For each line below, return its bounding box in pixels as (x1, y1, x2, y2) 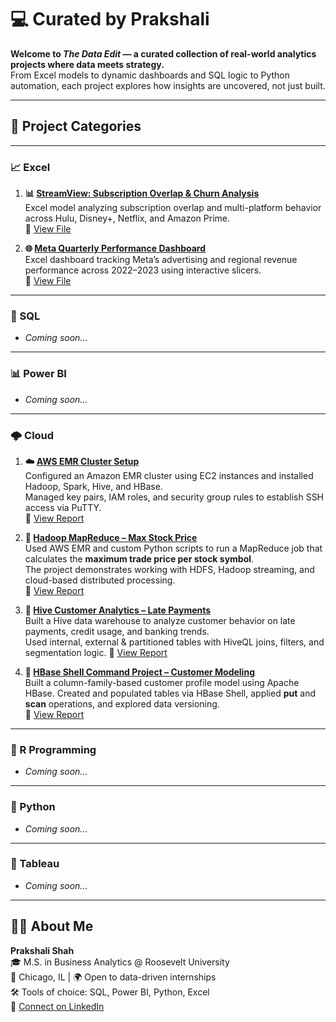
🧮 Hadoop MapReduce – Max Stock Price (24, 531, 198, 543)
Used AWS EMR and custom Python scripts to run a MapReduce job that (24, 542, 323, 554)
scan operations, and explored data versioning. (24, 697, 220, 710)
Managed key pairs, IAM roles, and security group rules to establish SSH (24, 491, 325, 503)
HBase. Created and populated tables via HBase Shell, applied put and (24, 687, 317, 699)
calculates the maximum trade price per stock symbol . (24, 552, 255, 565)
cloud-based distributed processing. (24, 574, 176, 586)
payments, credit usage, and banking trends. (24, 625, 210, 637)
